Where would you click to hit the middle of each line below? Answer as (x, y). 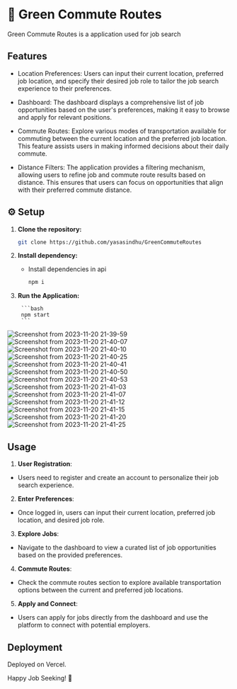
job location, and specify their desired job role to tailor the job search (118, 81)
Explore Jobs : (38, 534)
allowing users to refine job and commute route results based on (112, 175)
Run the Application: (48, 296)
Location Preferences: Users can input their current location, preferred (121, 73)
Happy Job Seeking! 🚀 (40, 678)
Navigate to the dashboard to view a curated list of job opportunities (117, 547)
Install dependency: (47, 256)
